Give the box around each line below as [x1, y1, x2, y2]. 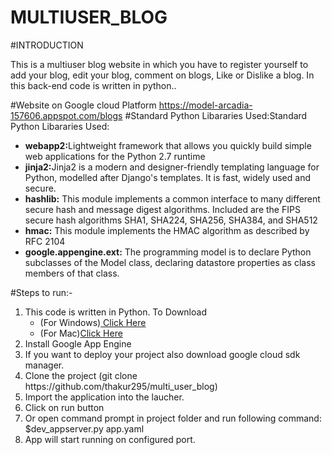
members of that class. [24, 267, 120, 279]
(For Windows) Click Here [39, 316, 147, 328]
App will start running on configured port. [24, 433, 196, 445]
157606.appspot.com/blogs [10, 109, 123, 121]
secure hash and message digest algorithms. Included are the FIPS [24, 203, 301, 215]
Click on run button [24, 401, 105, 413]
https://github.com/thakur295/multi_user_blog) [24, 380, 218, 392]
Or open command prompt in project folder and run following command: [24, 412, 322, 424]
